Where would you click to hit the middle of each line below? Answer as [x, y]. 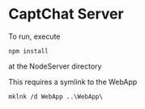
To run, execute [34, 36]
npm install [28, 51]
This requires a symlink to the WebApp [73, 82]
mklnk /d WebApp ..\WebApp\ [56, 96]
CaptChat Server [66, 14]
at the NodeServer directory [55, 66]
